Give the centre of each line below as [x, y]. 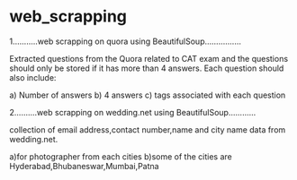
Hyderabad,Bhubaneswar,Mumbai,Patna [84, 166]
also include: [33, 77]
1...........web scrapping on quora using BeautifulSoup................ [125, 41]
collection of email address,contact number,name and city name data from [148, 129]
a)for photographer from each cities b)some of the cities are [121, 156]
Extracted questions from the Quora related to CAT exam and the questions [149, 58]
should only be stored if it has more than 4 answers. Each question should [147, 68]
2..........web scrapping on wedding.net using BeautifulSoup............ [133, 112]
